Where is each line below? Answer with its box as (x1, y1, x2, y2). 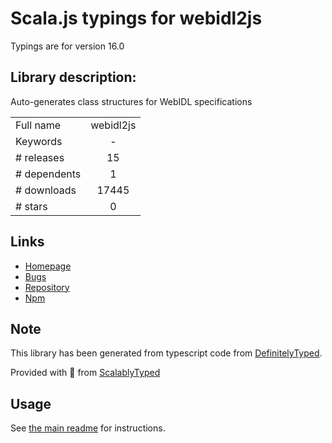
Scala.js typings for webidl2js (10, 7, 263, 30)
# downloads (15, 183, 77, 197)
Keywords (15, 134, 63, 148)
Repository (24, 281, 70, 293)
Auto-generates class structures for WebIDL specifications (10, 95, 253, 107)
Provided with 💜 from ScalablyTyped (10, 367, 161, 379)
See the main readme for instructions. (10, 422, 166, 434)
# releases (15, 150, 65, 164)
